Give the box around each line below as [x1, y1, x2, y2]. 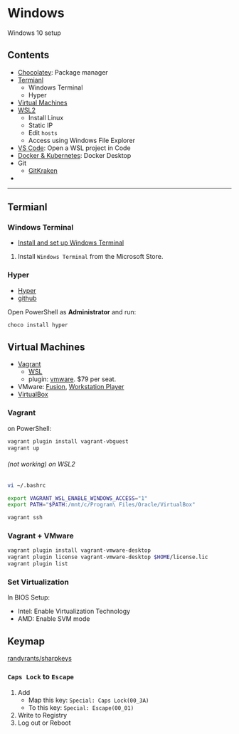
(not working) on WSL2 [7, 460, 76, 469]
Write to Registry [17, 711, 68, 719]
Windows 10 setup [7, 28, 62, 37]
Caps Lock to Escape [7, 672, 75, 682]
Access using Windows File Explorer [28, 136, 135, 144]
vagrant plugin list [7, 560, 69, 568]
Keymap [7, 635, 45, 647]
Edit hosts [28, 128, 58, 137]
